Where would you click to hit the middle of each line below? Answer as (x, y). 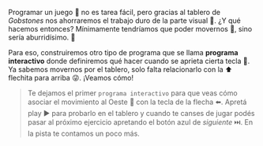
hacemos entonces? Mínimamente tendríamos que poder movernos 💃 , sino (130, 29)
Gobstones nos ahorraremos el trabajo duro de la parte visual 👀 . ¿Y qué (124, 21)
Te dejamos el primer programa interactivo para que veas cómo (133, 93)
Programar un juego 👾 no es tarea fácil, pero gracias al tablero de (115, 12)
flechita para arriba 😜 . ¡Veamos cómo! (71, 78)
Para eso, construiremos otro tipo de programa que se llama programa (123, 52)
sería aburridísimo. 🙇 (42, 37)
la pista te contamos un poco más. (83, 133)
